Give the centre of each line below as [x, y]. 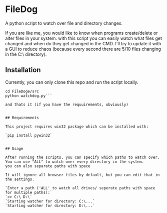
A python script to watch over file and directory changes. [64, 23]
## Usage [14, 148]
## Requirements [22, 118]
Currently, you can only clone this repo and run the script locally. [72, 82]
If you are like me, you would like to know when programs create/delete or [81, 33]
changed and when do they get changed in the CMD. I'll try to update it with [83, 43]
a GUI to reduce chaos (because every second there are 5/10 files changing [83, 49]
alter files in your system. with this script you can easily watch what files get [84, 38]
